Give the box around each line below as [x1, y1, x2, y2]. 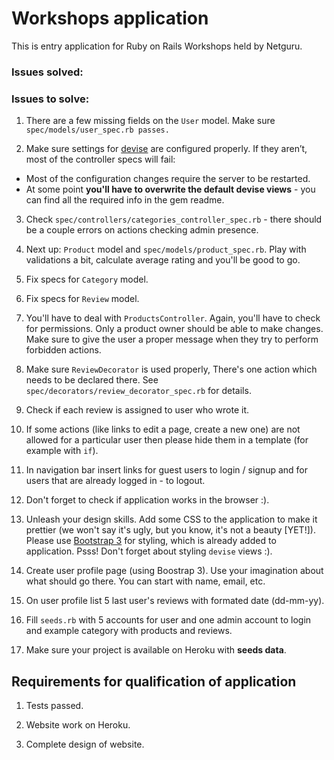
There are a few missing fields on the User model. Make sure [25, 115, 276, 127]
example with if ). [25, 445, 99, 457]
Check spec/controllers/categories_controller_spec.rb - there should [25, 213, 323, 226]
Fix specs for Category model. [25, 273, 149, 286]
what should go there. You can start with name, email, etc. [25, 575, 266, 587]
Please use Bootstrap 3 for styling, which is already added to [25, 535, 277, 547]
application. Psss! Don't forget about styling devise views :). [25, 545, 273, 557]
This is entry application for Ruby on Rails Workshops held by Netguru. [11, 40, 303, 52]
